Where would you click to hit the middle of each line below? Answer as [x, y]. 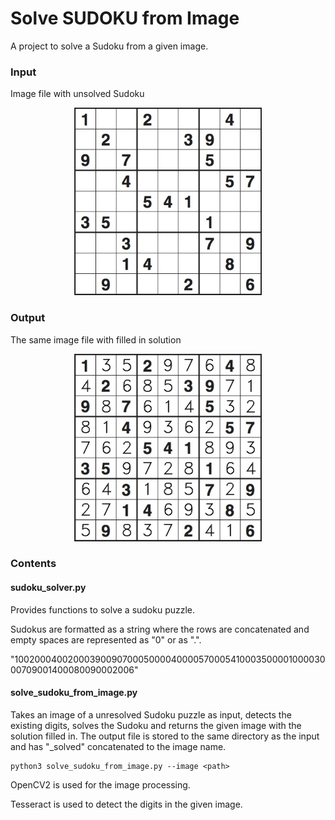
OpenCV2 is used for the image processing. [100, 784]
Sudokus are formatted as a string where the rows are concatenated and [160, 629]
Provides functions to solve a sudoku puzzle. [103, 609]
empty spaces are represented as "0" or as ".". [106, 639]
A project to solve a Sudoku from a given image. [109, 46]
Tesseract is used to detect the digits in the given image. [126, 804]
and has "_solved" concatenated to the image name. [118, 746]
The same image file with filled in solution [96, 339]
